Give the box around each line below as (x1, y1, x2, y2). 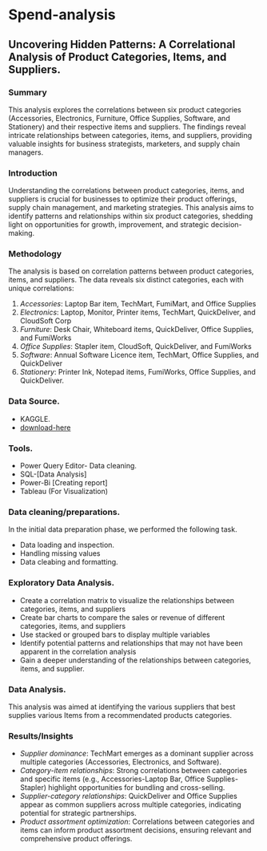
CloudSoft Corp (19, 316, 72, 326)
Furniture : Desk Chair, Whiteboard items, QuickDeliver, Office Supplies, (19, 325, 254, 334)
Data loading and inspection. (19, 540, 114, 550)
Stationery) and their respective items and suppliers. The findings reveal (8, 122, 246, 132)
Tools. (8, 443, 34, 454)
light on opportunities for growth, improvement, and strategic (8, 220, 209, 229)
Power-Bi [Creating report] (19, 478, 108, 488)
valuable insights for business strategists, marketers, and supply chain (8, 139, 241, 148)
